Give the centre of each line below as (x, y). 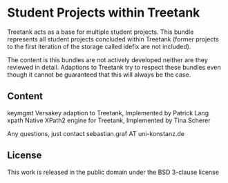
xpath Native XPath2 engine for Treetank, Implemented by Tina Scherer (109, 120)
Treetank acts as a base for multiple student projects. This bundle (101, 32)
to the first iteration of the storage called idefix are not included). (99, 46)
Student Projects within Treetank (104, 13)
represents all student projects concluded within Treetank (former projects (113, 39)
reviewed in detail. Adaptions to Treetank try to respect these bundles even (114, 67)
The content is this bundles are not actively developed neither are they (108, 59)
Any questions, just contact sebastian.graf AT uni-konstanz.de (96, 133)
